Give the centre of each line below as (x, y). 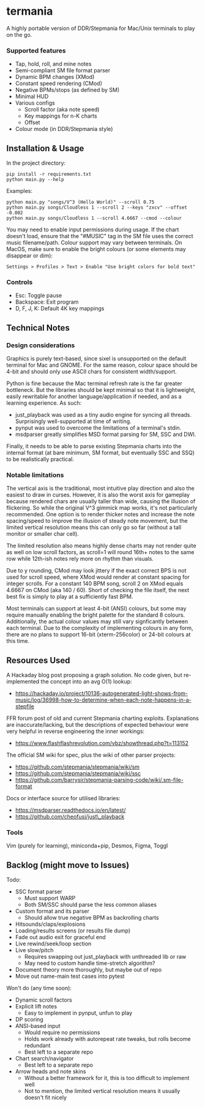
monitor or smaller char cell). (43, 534)
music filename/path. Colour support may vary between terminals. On (94, 242)
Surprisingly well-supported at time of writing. (73, 421)
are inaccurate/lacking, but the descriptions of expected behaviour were (97, 725)
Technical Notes (38, 328)
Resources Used (38, 660)
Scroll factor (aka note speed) (62, 110)
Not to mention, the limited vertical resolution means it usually (102, 1091)
